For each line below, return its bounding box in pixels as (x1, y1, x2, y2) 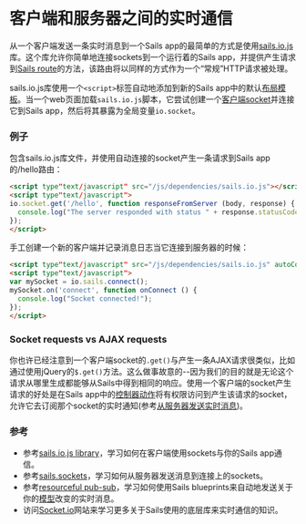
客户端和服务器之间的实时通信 (9, 8, 234, 29)
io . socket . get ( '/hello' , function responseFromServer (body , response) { (9, 199, 296, 208)
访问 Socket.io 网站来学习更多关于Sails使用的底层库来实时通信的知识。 (22, 505, 284, 516)
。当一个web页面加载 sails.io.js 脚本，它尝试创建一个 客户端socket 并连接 (17, 93, 295, 105)
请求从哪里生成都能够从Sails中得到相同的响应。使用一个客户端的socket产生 (9, 377, 291, 388)
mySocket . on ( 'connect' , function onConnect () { (9, 286, 198, 295)
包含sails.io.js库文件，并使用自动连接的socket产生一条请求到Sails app (9, 152, 270, 164)
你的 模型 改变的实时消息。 (22, 493, 119, 504)
